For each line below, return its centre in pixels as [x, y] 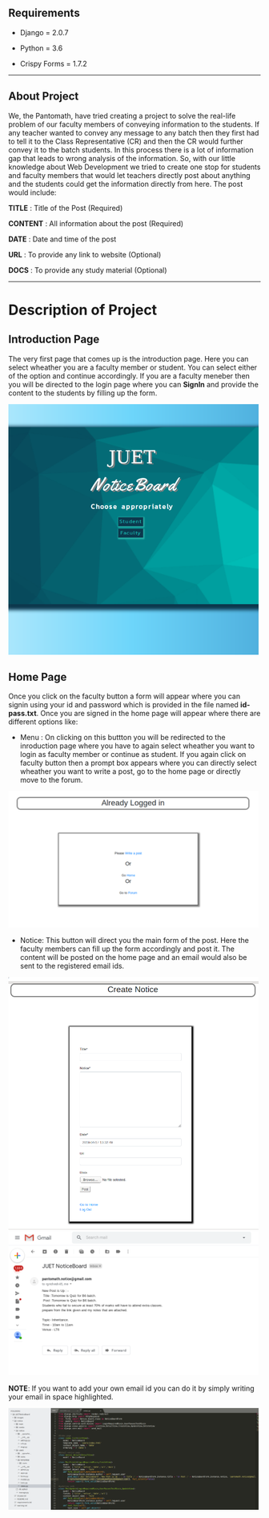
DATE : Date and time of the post [62, 239]
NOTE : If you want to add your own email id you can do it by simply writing [131, 1388]
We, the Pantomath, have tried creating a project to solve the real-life [122, 115]
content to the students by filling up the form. [83, 393]
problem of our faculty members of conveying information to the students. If [134, 124]
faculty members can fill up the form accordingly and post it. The [127, 949]
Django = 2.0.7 [44, 32]
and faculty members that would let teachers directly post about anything [129, 175]
